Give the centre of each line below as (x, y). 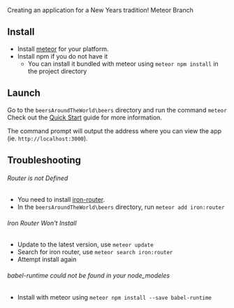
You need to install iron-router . (61, 200)
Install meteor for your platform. (63, 49)
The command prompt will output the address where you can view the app (115, 131)
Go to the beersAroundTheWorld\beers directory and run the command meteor (117, 110)
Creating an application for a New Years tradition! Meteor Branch (100, 10)
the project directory (57, 71)
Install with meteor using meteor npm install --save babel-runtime (114, 297)
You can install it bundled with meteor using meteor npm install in (123, 64)
